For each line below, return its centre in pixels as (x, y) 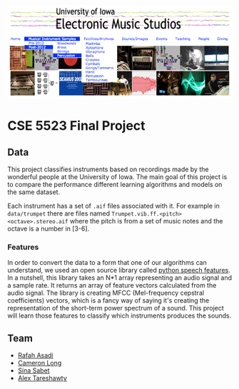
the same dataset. (34, 192)
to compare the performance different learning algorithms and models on (115, 185)
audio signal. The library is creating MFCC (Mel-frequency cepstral (106, 293)
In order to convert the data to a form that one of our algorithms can (107, 263)
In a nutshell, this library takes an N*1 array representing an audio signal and (120, 278)
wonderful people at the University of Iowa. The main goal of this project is (117, 177)
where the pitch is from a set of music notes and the (146, 221)
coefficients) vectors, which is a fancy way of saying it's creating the (108, 300)
